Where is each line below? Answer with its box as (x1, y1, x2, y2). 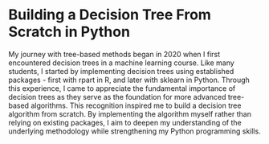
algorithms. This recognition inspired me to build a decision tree (31, 101, 242, 110)
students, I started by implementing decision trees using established (8, 66, 234, 76)
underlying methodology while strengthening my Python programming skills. (8, 126, 261, 136)
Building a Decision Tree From (8, 6, 211, 24)
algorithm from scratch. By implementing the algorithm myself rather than (8, 109, 251, 118)
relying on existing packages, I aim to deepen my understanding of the (8, 117, 243, 127)
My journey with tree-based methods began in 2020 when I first (8, 49, 221, 59)
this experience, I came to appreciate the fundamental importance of (8, 83, 236, 93)
